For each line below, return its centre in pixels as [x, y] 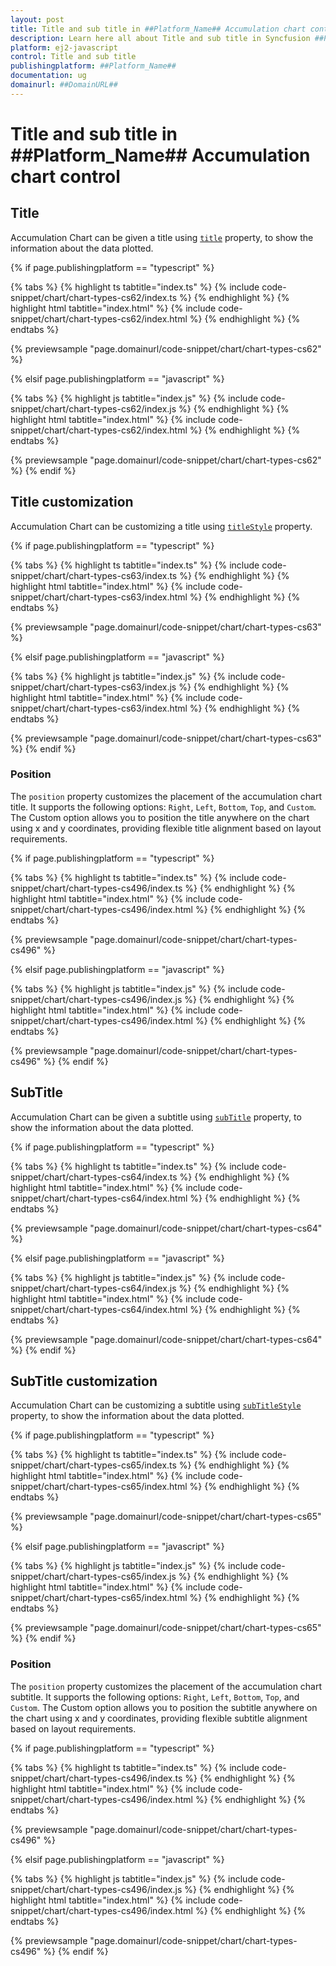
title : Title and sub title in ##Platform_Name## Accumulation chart [158, 29]
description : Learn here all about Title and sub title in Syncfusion [160, 38]
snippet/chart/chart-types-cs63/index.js [93, 687]
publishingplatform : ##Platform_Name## [93, 66]
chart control [65, 176]
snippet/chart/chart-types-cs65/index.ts [93, 1465]
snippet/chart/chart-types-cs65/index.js [93, 1577]
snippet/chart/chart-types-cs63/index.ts [94, 575]
